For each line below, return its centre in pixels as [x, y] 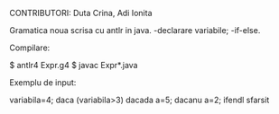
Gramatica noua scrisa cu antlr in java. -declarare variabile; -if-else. [135, 30]
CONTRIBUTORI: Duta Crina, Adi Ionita [81, 13]
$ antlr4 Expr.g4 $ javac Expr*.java [74, 65]
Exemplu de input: [43, 83]
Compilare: [30, 48]
